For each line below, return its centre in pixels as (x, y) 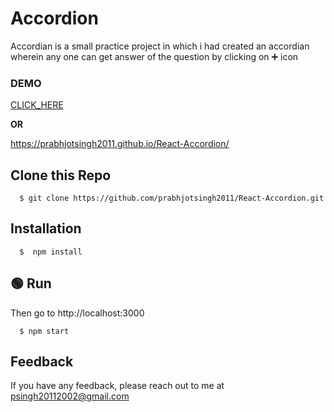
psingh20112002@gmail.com (70, 396)
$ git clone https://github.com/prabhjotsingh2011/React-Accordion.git (172, 198)
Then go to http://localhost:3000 (77, 313)
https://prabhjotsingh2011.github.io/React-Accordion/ (120, 144)
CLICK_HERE (37, 105)
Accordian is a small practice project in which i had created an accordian (160, 46)
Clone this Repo (61, 175)
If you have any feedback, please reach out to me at (117, 386)
